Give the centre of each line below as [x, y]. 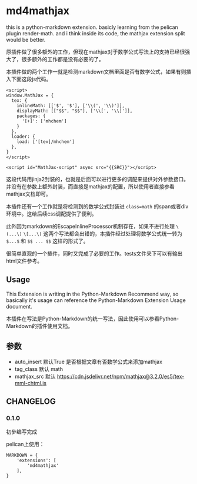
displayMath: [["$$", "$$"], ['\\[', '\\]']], [75, 111]
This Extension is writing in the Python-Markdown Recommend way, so [92, 294]
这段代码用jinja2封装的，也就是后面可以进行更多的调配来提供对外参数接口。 [98, 179]
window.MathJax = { [30, 95]
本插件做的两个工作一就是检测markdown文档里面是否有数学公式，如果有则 [96, 71]
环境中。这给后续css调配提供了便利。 [51, 214]
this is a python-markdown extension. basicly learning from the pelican [92, 27]
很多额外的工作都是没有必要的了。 [63, 59]
